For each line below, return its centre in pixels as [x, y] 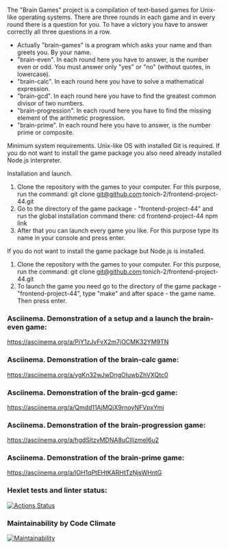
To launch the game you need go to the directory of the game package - [119, 286]
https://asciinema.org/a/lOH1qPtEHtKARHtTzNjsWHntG [85, 473]
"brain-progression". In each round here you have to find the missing [114, 110]
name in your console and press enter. [71, 238]
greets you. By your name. [54, 52]
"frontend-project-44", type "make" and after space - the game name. [116, 293]
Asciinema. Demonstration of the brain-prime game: [96, 458]
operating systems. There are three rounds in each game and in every [117, 17]
